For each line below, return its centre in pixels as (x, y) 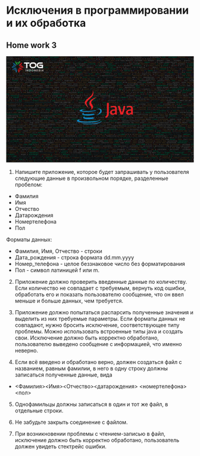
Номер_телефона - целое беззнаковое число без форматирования (100, 264)
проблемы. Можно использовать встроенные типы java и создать (99, 331)
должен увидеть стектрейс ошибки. (61, 446)
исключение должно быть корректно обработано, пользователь (97, 440)
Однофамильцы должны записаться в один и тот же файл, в (91, 404)
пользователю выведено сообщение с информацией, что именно (98, 344)
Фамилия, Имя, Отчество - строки (58, 251)
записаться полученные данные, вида (63, 375)
